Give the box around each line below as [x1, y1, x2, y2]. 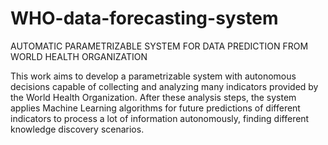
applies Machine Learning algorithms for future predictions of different [10, 102, 301, 114]
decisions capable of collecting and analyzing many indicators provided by [10, 80, 319, 92]
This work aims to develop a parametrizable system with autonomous [10, 70, 297, 82]
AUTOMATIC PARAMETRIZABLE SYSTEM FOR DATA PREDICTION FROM [10, 40, 309, 52]
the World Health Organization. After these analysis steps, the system [10, 91, 297, 103]
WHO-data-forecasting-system [10, 7, 279, 30]
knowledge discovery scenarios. [10, 123, 145, 135]
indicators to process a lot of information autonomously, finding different [10, 112, 310, 124]
